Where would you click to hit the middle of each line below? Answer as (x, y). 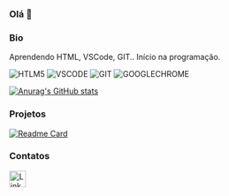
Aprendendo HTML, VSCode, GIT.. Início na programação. (115, 57)
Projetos (28, 114)
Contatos (30, 156)
